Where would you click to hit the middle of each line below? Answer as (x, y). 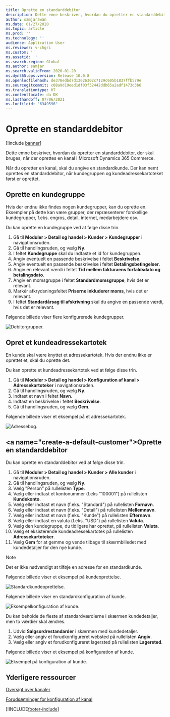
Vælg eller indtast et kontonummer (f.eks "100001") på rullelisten (80, 493)
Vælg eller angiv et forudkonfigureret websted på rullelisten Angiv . (82, 637)
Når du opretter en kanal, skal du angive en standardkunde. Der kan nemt (82, 168)
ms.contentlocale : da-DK (32, 95)
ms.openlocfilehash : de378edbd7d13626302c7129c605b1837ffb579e (74, 80)
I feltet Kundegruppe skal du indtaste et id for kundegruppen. (77, 253)
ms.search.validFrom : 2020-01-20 (41, 71)
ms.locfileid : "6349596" (32, 104)
